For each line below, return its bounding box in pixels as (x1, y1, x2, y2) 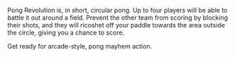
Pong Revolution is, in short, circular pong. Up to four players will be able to (7, 6, 228, 14)
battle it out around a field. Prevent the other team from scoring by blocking (7, 13, 229, 22)
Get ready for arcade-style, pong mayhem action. (7, 42, 153, 50)
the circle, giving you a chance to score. (7, 28, 125, 37)
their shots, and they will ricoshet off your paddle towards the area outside (7, 21, 226, 29)
